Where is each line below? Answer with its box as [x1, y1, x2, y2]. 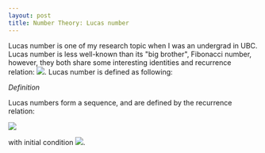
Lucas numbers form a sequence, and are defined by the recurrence [8, 98, 232, 107]
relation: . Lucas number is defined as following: [8, 67, 173, 76]
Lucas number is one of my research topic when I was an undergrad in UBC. [8, 40, 258, 50]
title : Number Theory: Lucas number [8, 19, 129, 27]
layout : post [8, 11, 52, 20]
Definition [8, 82, 40, 92]
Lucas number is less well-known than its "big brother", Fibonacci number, [8, 49, 252, 59]
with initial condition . [8, 137, 86, 147]
